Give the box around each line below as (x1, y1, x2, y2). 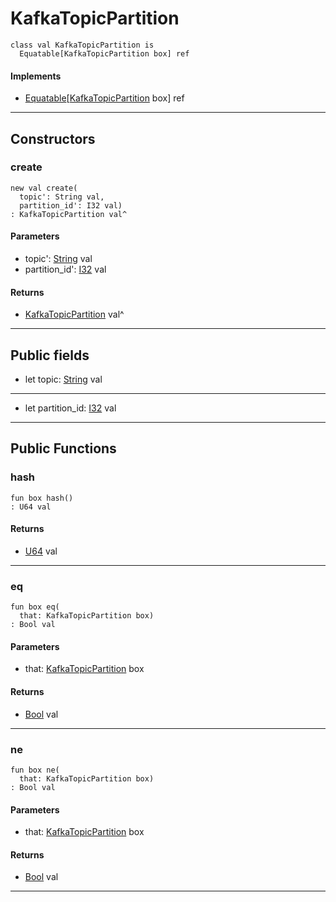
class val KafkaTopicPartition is (10, 40, 155, 50)
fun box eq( (10, 602, 60, 612)
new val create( (10, 183, 78, 193)
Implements (10, 70, 62, 82)
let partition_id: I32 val (24, 402, 117, 414)
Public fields (10, 347, 90, 364)
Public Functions (10, 440, 117, 457)
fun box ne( (10, 765, 60, 775)
